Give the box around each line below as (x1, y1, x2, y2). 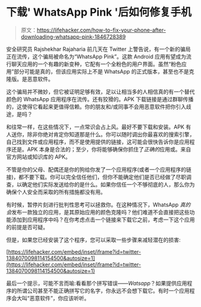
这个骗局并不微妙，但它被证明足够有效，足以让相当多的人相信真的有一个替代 (6, 88, 195, 95)
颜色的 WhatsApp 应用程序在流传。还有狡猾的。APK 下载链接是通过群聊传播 (6, 95, 194, 102)
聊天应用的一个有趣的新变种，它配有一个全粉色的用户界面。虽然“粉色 (11, 60, 182, 68)
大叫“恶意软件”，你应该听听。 (16, 294, 90, 302)
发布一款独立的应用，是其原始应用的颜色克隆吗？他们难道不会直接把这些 (11, 208, 190, 215)
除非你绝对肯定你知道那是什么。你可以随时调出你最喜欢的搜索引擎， (26, 130, 195, 138)
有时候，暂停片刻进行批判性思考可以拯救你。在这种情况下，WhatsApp (6, 201, 179, 208)
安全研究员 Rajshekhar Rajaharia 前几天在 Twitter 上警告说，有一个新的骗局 (6, 45, 191, 53)
